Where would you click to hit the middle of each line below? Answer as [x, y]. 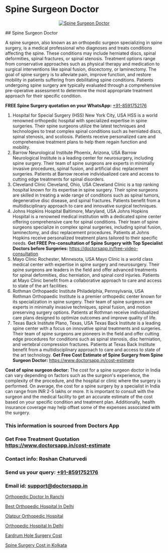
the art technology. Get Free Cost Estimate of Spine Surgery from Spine [88, 355]
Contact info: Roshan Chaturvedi [46, 459]
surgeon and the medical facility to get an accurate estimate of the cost [79, 397]
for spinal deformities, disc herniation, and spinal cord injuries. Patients [86, 275]
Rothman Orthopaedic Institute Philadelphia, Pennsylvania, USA [78, 291]
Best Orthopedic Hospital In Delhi [40, 506]
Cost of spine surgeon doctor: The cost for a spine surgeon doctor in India [83, 370]
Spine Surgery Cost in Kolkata [36, 545]
